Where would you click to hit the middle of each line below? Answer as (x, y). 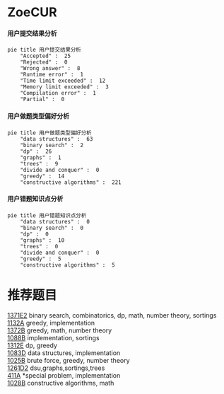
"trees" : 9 (39, 163)
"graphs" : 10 (42, 240)
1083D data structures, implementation (64, 353)
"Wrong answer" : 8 (50, 69)
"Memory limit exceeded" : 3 (65, 87)
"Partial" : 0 (42, 100)
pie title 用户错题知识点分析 (47, 215)
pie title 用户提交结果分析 (44, 50)
